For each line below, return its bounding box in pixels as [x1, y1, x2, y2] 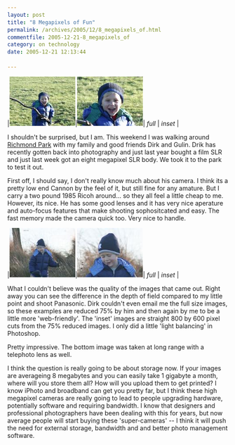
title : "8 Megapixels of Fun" [7, 18, 96, 26]
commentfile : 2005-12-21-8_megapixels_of [7, 34, 130, 41]
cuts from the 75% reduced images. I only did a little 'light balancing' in [7, 321, 213, 330]
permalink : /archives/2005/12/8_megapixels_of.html [7, 26, 161, 33]
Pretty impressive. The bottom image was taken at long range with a [7, 342, 205, 351]
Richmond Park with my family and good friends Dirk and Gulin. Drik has [7, 140, 216, 149]
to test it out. [7, 163, 44, 171]
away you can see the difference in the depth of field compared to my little [7, 292, 223, 300]
